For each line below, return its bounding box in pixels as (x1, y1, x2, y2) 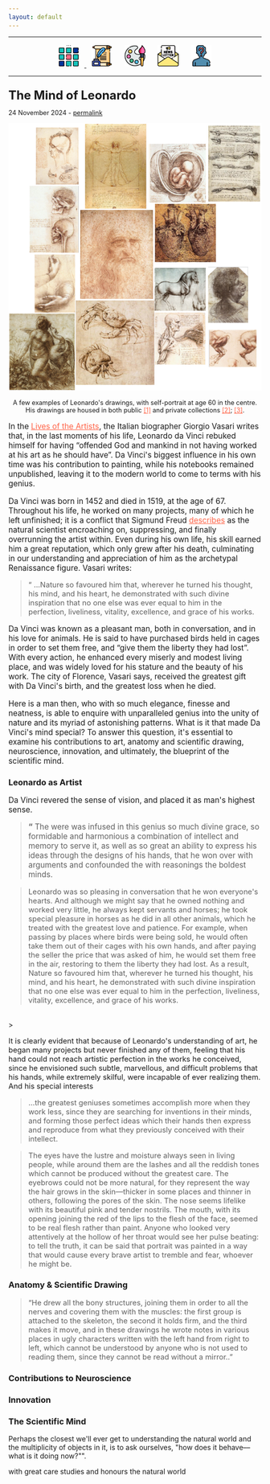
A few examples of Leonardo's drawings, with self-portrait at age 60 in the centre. (13, 398, 257, 407)
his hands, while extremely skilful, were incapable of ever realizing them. (8, 1072, 261, 1083)
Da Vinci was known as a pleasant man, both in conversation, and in (8, 624, 256, 634)
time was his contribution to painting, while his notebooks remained (8, 459, 255, 470)
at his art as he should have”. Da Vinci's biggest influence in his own (8, 450, 256, 461)
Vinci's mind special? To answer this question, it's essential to (8, 727, 233, 737)
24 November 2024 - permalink (8, 109, 103, 117)
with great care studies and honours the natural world (8, 1466, 186, 1476)
